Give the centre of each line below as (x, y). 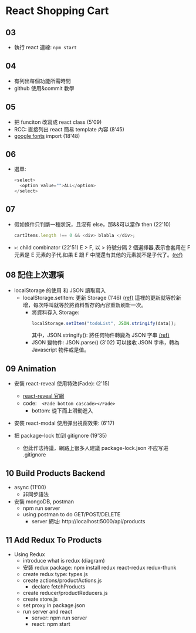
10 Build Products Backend (55, 473)
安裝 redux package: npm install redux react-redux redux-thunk (99, 567)
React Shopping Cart (57, 11)
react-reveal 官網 (43, 396)
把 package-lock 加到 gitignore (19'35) (60, 436)
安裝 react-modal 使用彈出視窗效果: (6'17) (64, 423)
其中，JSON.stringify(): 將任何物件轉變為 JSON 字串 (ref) (100, 335)
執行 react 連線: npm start (45, 47)
